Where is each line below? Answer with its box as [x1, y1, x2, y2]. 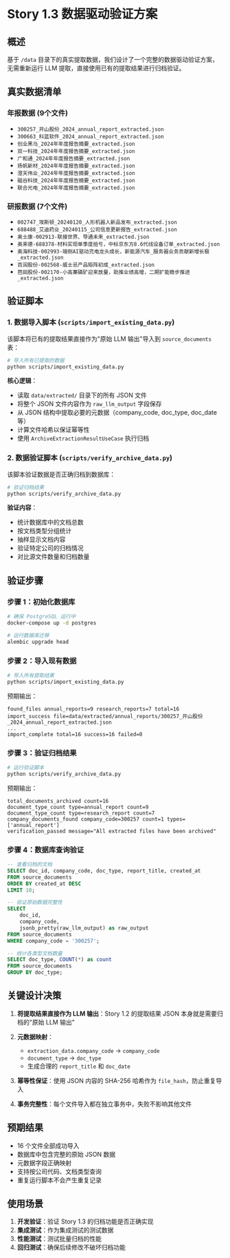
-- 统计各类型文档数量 [7, 950, 63, 957]
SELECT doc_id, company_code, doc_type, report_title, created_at [7, 867, 201, 874]
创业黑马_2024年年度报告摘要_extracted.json [16, 140, 135, 147]
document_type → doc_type [27, 1053, 102, 1062]
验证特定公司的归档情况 [16, 544, 84, 552]
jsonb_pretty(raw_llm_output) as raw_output [19, 924, 149, 932]
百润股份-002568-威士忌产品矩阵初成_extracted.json [16, 261, 155, 269]
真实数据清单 [7, 86, 62, 98]
